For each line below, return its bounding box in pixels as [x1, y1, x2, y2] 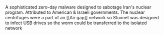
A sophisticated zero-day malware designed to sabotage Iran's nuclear [5, 4, 151, 10]
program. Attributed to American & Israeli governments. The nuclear [5, 9, 145, 15]
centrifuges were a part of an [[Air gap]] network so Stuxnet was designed [5, 15, 159, 20]
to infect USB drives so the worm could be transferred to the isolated [5, 20, 147, 26]
